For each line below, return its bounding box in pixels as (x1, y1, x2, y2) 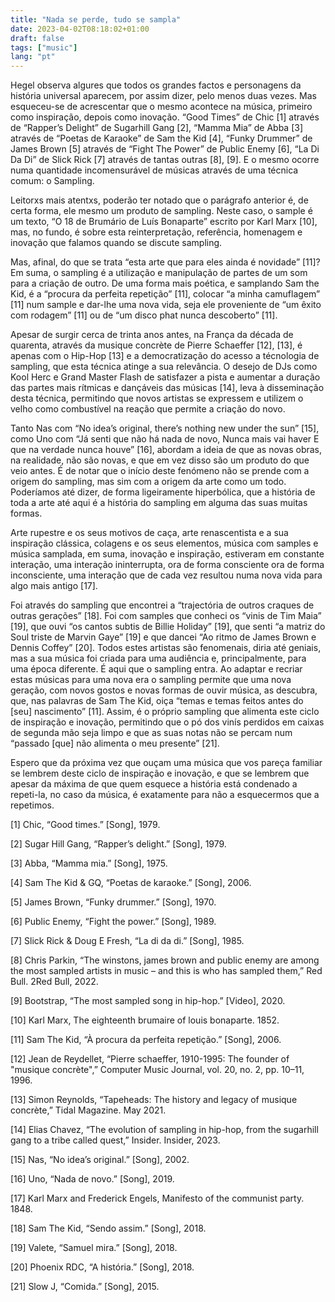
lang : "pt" (10, 52, 56, 62)
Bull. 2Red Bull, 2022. (10, 976, 99, 988)
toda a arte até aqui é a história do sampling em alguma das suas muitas (10, 497, 308, 509)
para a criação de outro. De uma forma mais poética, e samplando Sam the (10, 277, 320, 290)
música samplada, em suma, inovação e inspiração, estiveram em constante (10, 548, 325, 560)
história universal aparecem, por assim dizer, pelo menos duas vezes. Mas (10, 90, 317, 102)
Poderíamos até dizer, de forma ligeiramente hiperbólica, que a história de (10, 486, 316, 498)
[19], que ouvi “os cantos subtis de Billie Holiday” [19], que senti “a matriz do (10, 621, 326, 633)
